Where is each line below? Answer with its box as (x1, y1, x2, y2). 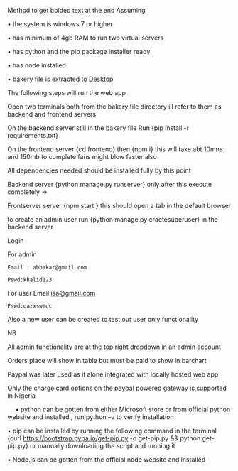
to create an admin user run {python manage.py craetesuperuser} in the (7, 215, 218, 223)
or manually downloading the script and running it (29, 442, 175, 450)
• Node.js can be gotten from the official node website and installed (7, 455, 206, 464)
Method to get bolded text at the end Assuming (7, 6, 146, 14)
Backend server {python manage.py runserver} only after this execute (7, 180, 212, 188)
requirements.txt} (7, 131, 59, 139)
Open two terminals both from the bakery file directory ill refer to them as (7, 102, 222, 111)
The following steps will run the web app (7, 89, 126, 97)
